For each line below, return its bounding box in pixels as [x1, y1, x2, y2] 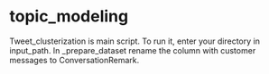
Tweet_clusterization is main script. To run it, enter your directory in [9, 36, 260, 46]
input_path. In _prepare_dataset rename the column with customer [9, 45, 256, 55]
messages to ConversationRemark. [9, 54, 140, 65]
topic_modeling [9, 6, 129, 27]
